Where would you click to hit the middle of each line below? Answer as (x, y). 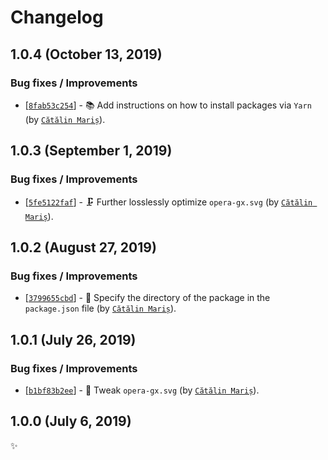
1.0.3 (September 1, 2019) (91, 151)
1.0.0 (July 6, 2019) (71, 421)
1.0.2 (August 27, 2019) (83, 247)
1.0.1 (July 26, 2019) (73, 339)
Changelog (57, 17)
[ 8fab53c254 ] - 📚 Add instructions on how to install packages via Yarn (168, 105)
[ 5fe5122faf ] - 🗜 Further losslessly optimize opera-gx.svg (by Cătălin (168, 202)
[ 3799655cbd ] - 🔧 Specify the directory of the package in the (147, 298)
